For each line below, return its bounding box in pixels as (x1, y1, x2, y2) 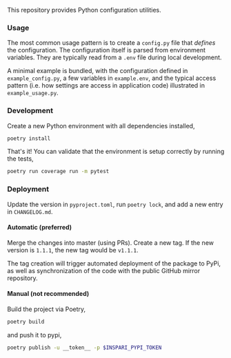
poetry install (7, 135, 51, 142)
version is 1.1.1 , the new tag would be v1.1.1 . (7, 246, 139, 254)
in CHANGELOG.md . (7, 207, 53, 216)
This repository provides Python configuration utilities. (7, 6, 162, 14)
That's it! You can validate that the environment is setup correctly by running (7, 148, 225, 156)
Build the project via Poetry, (7, 305, 86, 313)
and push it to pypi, (7, 330, 62, 339)
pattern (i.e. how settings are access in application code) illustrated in (7, 81, 205, 90)
